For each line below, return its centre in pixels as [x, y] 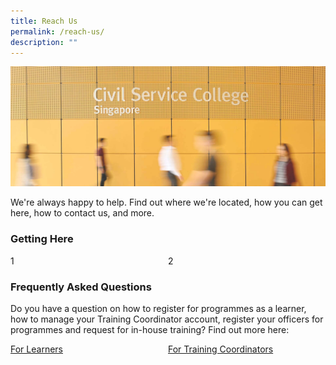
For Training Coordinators [221, 349]
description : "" [44, 42]
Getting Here [42, 239]
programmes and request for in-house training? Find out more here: [150, 329]
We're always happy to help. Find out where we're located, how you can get [166, 202]
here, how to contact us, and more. [82, 213]
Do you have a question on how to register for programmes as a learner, [158, 308]
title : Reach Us [44, 21]
